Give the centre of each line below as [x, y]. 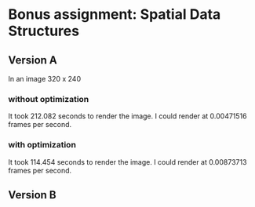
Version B [32, 195]
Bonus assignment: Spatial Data [115, 15]
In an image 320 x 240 [44, 79]
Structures [44, 31]
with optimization [42, 145]
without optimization [49, 99]
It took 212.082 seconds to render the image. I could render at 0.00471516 [127, 116]
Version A [33, 60]
